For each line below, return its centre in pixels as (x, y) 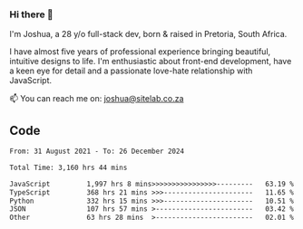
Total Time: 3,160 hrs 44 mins (68, 167)
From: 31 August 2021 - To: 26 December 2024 (97, 152)
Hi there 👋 (32, 14)
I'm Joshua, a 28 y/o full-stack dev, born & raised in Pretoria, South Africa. (148, 34)
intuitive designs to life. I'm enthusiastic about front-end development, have (151, 62)
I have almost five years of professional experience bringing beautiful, (140, 52)
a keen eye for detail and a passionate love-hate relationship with (131, 71)
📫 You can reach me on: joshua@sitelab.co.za (97, 99)
